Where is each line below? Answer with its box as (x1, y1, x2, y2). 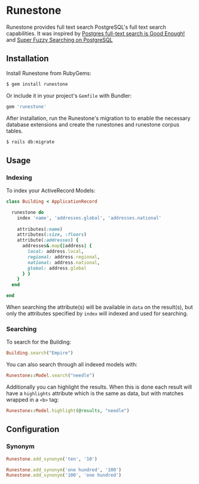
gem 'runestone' (6, 103, 47, 110)
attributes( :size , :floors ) (17, 232, 87, 238)
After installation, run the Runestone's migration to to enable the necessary (6, 115, 191, 122)
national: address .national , (27, 259, 100, 266)
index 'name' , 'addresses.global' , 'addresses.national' (17, 215, 162, 221)
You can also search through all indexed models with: (6, 361, 137, 368)
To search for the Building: (6, 338, 72, 345)
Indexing (6, 173, 32, 182)
